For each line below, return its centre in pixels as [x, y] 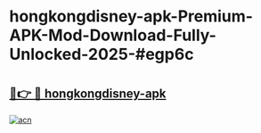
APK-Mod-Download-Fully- [113, 35]
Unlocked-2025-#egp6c [102, 54]
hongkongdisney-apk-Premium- [131, 17]
